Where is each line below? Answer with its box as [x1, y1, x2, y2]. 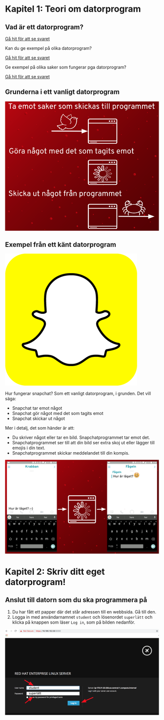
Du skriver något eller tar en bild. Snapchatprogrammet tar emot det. [12, 434, 150, 440]
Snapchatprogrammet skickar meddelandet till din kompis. [12, 450, 130, 456]
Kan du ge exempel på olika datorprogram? [5, 45, 92, 51]
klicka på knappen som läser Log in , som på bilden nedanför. [12, 619, 136, 625]
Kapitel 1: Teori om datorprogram [5, 3, 141, 15]
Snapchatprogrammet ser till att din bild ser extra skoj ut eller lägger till [12, 439, 155, 445]
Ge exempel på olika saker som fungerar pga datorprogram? [5, 65, 127, 70]
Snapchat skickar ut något [12, 415, 65, 421]
